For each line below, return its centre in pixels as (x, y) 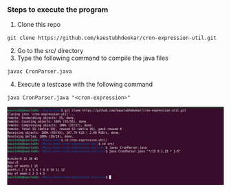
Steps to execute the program (58, 10)
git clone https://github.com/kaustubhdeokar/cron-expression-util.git (112, 38)
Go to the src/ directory (50, 51)
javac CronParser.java (40, 72)
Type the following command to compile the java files (92, 58)
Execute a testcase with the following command (85, 85)
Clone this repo (38, 25)
